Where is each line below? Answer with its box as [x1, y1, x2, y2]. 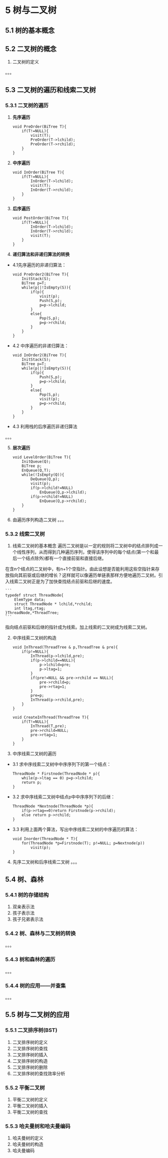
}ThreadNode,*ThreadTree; [5, 611, 59, 616]
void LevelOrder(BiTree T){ [12, 455, 71, 460]
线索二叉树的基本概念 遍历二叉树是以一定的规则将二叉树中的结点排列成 [12, 543, 158, 549]
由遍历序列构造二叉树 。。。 [12, 517, 66, 523]
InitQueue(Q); [21, 459, 51, 464]
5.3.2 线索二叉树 [5, 530, 45, 537]
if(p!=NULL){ [21, 649, 49, 654]
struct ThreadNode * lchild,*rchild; [14, 602, 93, 607]
